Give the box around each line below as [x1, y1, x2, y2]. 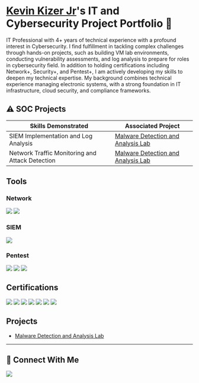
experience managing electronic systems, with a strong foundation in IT [6, 80, 181, 87]
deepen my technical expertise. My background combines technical [6, 74, 172, 81]
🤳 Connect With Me [6, 355, 79, 365]
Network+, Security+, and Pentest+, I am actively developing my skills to [6, 68, 183, 75]
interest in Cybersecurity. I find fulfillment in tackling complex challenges [6, 43, 184, 50]
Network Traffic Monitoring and [9, 148, 97, 157]
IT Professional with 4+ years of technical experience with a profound [6, 36, 176, 43]
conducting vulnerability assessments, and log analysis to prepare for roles [6, 55, 190, 62]
